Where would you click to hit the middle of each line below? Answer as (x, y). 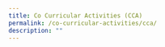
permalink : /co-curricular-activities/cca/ (83, 23)
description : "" (36, 30)
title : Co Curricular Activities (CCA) (76, 16)
